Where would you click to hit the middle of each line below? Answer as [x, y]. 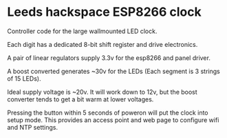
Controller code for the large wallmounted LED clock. [82, 31]
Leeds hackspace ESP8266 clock [104, 12]
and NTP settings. [33, 127]
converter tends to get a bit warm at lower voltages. [80, 99]
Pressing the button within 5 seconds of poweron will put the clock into [108, 112]
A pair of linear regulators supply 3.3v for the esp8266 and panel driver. [109, 58]
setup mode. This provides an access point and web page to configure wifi [113, 120]
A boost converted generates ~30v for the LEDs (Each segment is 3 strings [113, 71]
